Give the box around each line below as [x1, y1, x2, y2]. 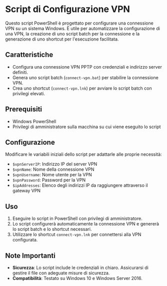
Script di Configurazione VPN [5, 4, 130, 15]
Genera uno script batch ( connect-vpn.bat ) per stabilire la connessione [12, 74, 158, 81]
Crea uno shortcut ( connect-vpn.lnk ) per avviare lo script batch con [12, 85, 152, 91]
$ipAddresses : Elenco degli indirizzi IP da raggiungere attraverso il [12, 182, 148, 188]
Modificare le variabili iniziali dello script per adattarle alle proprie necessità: [5, 151, 162, 157]
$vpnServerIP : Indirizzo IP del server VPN [12, 161, 97, 167]
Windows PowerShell [12, 118, 56, 124]
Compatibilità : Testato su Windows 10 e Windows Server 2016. [12, 275, 142, 281]
